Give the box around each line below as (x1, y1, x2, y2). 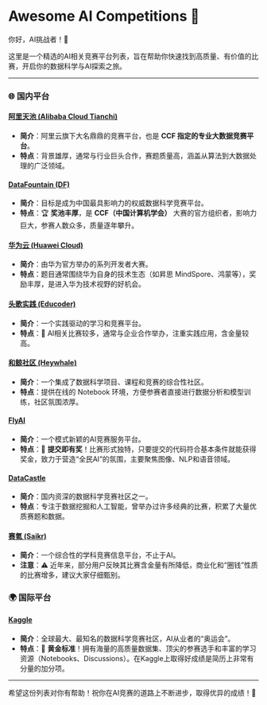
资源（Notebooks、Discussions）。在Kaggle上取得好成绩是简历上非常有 (19, 653, 254, 663)
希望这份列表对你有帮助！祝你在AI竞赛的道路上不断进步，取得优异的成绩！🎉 (8, 687, 257, 697)
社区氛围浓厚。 (33, 397, 83, 407)
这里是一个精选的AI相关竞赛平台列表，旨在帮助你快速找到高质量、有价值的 (8, 51, 252, 60)
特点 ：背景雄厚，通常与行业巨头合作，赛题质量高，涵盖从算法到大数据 (19, 151, 250, 161)
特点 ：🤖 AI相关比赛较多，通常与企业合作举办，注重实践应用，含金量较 (19, 328, 250, 337)
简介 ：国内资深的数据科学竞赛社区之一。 (19, 492, 153, 501)
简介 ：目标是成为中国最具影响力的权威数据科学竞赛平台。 (19, 198, 208, 208)
